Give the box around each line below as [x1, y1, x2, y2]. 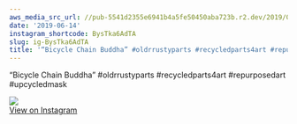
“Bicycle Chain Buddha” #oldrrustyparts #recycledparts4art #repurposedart [9, 69, 286, 80]
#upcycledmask [9, 79, 68, 90]
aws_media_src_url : [9, 12, 81, 22]
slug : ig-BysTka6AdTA [9, 37, 89, 47]
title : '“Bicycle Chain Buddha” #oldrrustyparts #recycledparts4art [9, 46, 267, 55]
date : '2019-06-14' [9, 21, 81, 30]
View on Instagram [9, 105, 78, 115]
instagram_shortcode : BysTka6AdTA [9, 29, 137, 38]
